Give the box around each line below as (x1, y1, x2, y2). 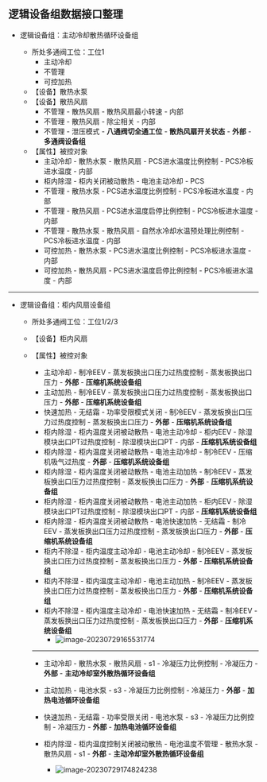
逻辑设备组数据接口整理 (8, 7, 123, 21)
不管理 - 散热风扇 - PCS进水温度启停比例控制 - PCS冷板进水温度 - (43, 206, 259, 215)
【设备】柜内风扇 (31, 333, 88, 343)
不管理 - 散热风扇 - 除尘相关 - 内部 (43, 116, 157, 126)
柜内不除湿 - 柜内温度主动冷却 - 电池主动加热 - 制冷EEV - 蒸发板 (43, 575, 253, 586)
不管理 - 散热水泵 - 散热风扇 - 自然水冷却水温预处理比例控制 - (43, 226, 245, 235)
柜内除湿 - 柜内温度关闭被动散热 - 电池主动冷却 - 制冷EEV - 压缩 (43, 447, 253, 456)
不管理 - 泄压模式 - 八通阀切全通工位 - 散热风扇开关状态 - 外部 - (43, 126, 252, 136)
